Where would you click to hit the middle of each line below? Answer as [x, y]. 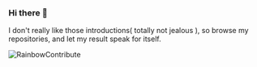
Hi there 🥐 [28, 13]
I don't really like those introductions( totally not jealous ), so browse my [128, 31]
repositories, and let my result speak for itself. [85, 39]
